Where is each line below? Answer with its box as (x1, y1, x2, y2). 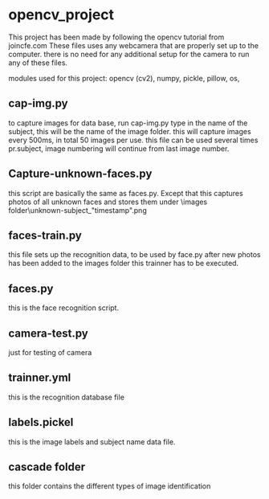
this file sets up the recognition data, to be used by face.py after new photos (8, 250, 261, 260)
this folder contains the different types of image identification (8, 481, 211, 491)
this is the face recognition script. (8, 303, 119, 313)
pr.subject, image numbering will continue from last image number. (8, 143, 230, 153)
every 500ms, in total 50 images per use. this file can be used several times (8, 135, 259, 145)
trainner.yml (8, 371, 71, 385)
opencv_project (8, 6, 115, 24)
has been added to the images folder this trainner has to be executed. (8, 259, 239, 268)
